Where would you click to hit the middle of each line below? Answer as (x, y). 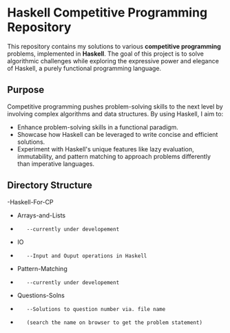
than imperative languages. (56, 164)
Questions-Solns (41, 295)
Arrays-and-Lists (41, 215)
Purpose (26, 90)
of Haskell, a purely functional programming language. (84, 68)
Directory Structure (50, 185)
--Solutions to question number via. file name (96, 309)
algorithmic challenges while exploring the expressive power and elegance (113, 61)
